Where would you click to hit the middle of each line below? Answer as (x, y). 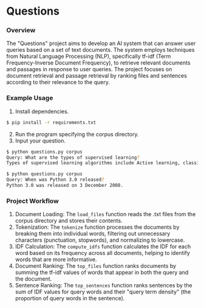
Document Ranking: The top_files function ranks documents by (96, 266)
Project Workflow (32, 201)
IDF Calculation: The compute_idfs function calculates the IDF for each (103, 247)
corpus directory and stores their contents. (69, 221)
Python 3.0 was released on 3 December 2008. (65, 186)
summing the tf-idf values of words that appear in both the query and (102, 273)
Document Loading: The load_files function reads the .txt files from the (105, 214)
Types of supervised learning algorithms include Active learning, (93, 163)
